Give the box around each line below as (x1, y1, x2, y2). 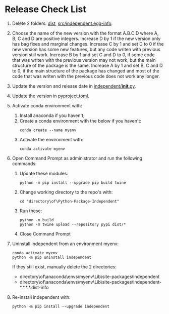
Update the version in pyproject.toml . (12, 93, 89, 99)
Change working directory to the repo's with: (19, 189, 113, 195)
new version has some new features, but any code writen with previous (12, 46, 161, 52)
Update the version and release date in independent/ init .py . (12, 83, 136, 89)
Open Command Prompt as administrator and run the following (12, 155, 143, 161)
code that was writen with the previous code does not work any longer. (12, 73, 160, 79)
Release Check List (5, 4, 87, 15)
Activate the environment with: (19, 136, 84, 142)
